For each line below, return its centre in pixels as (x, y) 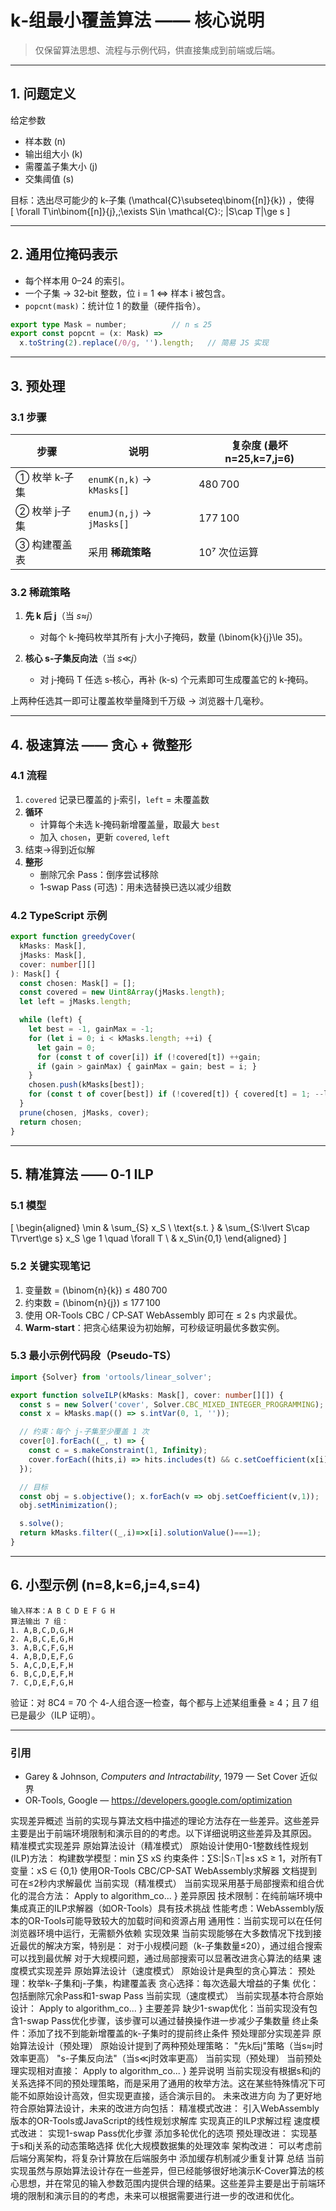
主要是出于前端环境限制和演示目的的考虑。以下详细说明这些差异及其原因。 (163, 1833)
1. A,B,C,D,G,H (42, 1630)
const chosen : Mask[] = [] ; (78, 983)
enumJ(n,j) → (120, 513)
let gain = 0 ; (66, 1047)
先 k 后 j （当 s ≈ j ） (61, 616)
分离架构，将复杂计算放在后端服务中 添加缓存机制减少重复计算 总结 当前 (176, 2158)
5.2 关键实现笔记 (50, 1266)
